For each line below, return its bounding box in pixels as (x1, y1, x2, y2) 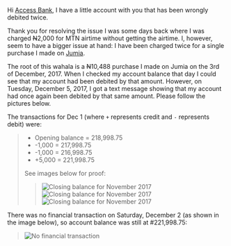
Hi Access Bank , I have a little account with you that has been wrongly (7, 6, 209, 14)
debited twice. (7, 13, 49, 22)
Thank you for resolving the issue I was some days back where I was (7, 27, 205, 35)
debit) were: (7, 120, 42, 128)
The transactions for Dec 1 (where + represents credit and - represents (7, 113, 210, 121)
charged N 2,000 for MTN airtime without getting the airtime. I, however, (7, 34, 213, 42)
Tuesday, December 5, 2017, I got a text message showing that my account (7, 85, 222, 92)
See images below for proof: (24, 170, 106, 177)
